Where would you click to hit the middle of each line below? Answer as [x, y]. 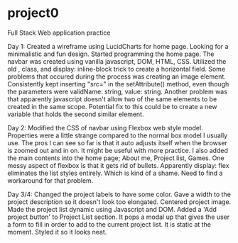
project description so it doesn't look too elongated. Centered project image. [119, 202]
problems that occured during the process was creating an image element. [117, 77]
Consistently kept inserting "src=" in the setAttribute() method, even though [118, 84]
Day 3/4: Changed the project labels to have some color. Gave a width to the [119, 194]
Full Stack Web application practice [59, 33]
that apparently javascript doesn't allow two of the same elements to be [112, 99]
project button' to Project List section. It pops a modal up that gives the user [119, 217]
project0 [33, 13]
